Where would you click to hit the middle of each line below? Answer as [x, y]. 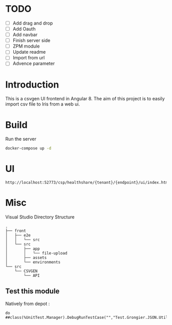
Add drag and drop [33, 23]
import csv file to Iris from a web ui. [43, 104]
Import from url [29, 58]
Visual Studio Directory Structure [40, 217]
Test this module [33, 291]
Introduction [32, 84]
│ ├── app [23, 249]
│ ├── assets [26, 258]
